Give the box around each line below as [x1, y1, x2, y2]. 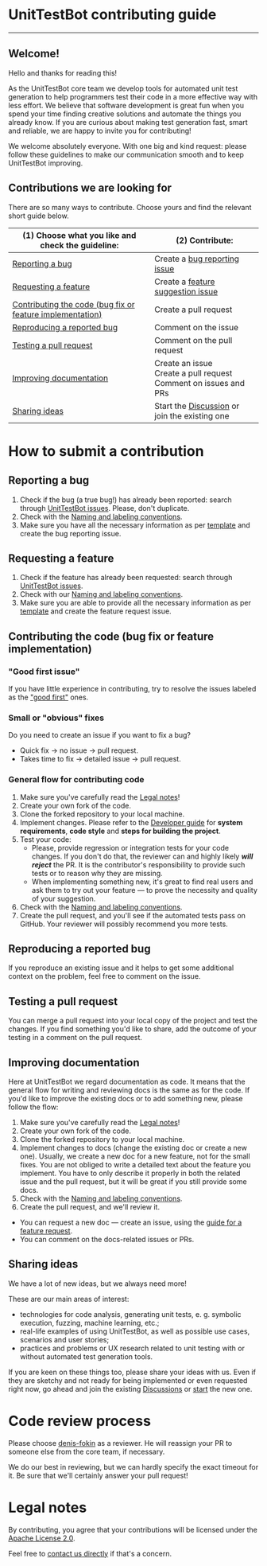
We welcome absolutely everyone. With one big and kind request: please [8, 141, 247, 150]
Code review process [8, 1412, 151, 1430]
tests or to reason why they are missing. [31, 868, 163, 878]
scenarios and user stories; [19, 1334, 110, 1344]
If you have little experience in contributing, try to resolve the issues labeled [8, 684, 257, 694]
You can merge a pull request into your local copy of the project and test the [8, 1016, 258, 1026]
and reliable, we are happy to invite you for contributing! [8, 126, 192, 135]
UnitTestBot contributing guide [8, 6, 217, 24]
